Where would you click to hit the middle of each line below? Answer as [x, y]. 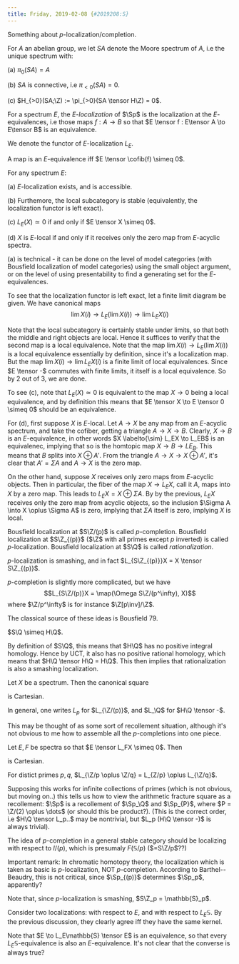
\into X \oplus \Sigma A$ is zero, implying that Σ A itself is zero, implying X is [119, 511]
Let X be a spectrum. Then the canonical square [78, 683]
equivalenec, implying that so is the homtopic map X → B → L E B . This [110, 447]
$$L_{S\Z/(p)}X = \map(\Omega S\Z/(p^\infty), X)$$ [120, 593]
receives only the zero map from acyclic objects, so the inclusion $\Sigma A [119, 503]
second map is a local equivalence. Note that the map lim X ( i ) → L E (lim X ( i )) [118, 346]
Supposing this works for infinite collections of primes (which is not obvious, [120, 789]
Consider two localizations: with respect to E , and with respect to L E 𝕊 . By [115, 913]
